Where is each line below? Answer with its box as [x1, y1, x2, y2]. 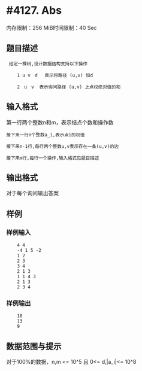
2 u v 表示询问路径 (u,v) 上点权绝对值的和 [17, 84, 121, 90]
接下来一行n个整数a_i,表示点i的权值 [6, 132, 85, 138]
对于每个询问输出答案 [6, 190, 59, 197]
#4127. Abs [6, 4, 62, 17]
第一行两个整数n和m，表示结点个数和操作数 [6, 118, 114, 126]
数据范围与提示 [6, 341, 62, 351]
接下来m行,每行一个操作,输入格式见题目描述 [6, 155, 99, 161]
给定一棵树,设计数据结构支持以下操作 [8, 60, 88, 66]
